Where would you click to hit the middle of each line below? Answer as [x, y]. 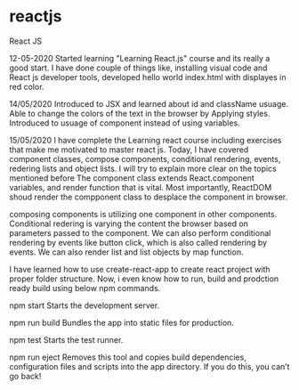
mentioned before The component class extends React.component [132, 178]
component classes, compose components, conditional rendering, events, [145, 158]
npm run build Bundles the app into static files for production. [121, 322]
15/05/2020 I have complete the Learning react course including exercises [145, 140]
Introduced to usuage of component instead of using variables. [125, 123]
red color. [27, 86]
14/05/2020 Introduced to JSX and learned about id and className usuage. [149, 103]
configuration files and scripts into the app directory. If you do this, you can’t [149, 366]
